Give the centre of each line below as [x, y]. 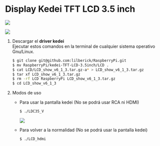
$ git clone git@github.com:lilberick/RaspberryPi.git [69, 60]
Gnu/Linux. [23, 51]
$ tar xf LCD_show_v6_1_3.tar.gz [46, 74]
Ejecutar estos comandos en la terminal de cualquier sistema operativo [84, 46]
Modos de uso [27, 93]
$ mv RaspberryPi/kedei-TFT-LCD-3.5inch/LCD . [60, 65]
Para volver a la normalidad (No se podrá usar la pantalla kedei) [83, 130]
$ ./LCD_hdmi [33, 139]
